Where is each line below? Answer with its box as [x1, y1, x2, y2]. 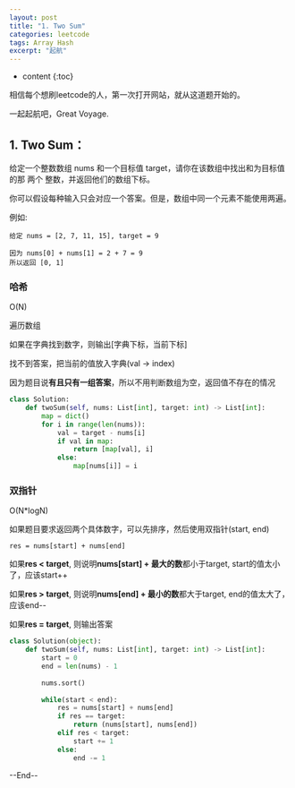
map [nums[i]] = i [72, 462, 139, 471]
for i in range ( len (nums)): [41, 420, 146, 429]
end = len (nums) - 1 [41, 662, 118, 672]
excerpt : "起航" [9, 47, 67, 56]
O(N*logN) [9, 505, 49, 516]
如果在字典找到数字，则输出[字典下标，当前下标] [9, 339, 188, 350]
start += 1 [72, 736, 114, 746]
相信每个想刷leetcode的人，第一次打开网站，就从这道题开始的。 [9, 90, 246, 100]
